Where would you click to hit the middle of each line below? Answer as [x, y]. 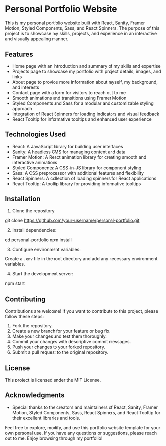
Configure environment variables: [46, 250]
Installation [23, 199]
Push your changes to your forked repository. [59, 347]
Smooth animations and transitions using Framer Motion [69, 98]
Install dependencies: [34, 230]
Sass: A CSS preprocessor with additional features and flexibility [78, 173]
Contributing [25, 299]
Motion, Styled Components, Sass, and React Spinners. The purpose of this [82, 28]
